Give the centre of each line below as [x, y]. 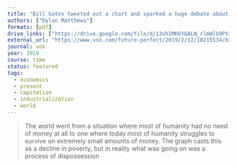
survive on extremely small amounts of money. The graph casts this [123, 141]
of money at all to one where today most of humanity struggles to [120, 133]
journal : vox [26, 47]
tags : [15, 73]
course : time [26, 60]
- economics [31, 79]
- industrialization [44, 100]
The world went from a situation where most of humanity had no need [126, 126]
